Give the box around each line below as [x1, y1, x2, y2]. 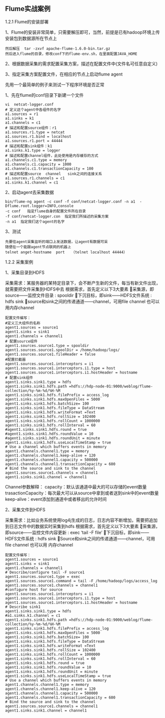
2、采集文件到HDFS [5, 506, 46, 512]
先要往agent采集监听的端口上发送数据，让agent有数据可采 [5, 239, 108, 244]
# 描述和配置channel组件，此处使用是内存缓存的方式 [5, 153, 99, 158]
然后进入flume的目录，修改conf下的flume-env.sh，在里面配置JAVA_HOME [5, 51, 137, 56]
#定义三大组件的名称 [5, 320, 41, 326]
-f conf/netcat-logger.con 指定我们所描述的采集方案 [5, 214, 109, 219]
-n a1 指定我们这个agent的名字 [5, 219, 65, 224]
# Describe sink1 [5, 604, 41, 609]
